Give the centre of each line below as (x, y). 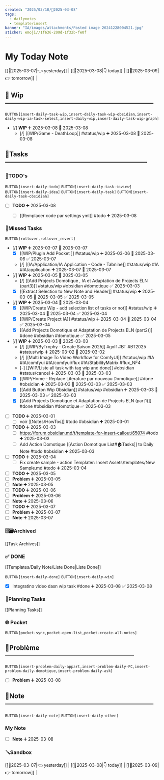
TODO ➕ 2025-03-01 (33, 416)
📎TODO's (16, 176)
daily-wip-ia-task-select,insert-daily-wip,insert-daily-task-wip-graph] (82, 118)
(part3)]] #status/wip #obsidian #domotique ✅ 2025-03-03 (80, 286)
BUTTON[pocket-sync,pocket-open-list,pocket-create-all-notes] (71, 633)
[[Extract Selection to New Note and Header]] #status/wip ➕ (80, 291)
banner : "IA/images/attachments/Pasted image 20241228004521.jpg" (74, 28)
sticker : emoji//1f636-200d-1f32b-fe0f (46, 32)
